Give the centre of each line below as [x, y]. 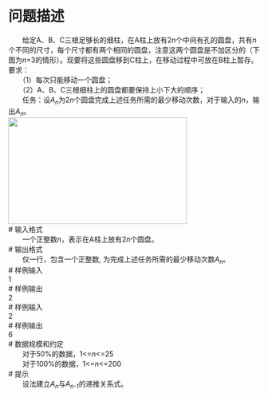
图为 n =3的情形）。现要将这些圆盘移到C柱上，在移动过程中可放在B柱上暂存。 [133, 60]
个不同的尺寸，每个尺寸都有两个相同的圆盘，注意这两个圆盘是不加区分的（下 [134, 49]
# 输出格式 [26, 249]
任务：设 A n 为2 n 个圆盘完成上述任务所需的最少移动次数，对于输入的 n [134, 100]
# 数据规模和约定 [36, 344]
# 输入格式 [26, 229]
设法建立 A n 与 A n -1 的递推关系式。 [75, 385]
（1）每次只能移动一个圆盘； [67, 80]
